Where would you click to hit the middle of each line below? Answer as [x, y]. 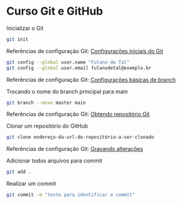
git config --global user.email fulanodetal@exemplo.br [79, 68]
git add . [19, 172]
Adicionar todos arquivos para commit [54, 161]
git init [17, 39]
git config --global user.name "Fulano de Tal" [68, 62]
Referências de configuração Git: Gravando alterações [75, 149]
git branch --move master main [46, 103]
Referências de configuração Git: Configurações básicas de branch [91, 79]
